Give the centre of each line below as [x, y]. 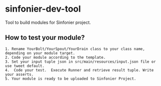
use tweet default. [25, 66]
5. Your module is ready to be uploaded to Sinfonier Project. [71, 79]
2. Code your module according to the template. [55, 57]
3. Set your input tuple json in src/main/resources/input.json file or [80, 62]
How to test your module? [45, 38]
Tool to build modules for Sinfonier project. [48, 22]
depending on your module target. [40, 53]
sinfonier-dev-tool [43, 9]
